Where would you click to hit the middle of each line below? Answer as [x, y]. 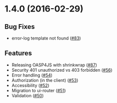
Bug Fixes [20, 27]
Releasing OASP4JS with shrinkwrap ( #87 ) [54, 65]
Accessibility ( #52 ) [30, 85]
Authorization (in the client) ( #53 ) [45, 80]
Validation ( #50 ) [28, 95]
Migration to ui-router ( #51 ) [39, 90]
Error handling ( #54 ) [32, 75]
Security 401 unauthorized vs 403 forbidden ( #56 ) [62, 70]
